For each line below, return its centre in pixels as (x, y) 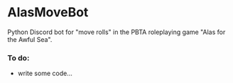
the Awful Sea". (30, 39)
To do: (18, 57)
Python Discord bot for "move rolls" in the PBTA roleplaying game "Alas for (116, 32)
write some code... (45, 73)
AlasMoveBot (48, 12)
